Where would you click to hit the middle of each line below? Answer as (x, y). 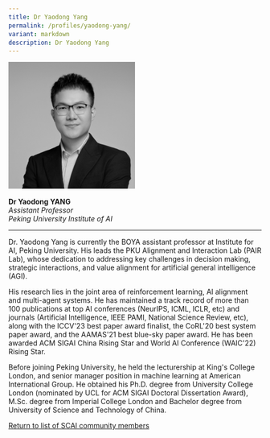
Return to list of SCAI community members (79, 426)
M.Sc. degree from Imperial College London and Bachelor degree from (125, 402)
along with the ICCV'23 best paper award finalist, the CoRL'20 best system (132, 326)
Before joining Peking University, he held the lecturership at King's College (132, 367)
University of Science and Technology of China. (88, 410)
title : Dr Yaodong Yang (48, 17)
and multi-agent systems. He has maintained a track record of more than (129, 300)
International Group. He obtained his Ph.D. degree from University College (131, 384)
